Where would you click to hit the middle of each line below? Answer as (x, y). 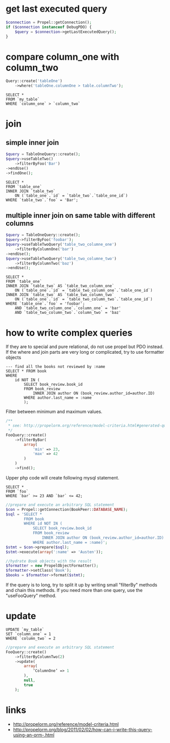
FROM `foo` (17, 491)
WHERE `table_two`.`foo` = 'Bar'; (42, 200)
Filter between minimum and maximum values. (54, 412)
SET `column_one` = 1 (29, 634)
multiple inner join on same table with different (80, 215)
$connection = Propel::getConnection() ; (49, 22)
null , (30, 680)
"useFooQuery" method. (31, 596)
